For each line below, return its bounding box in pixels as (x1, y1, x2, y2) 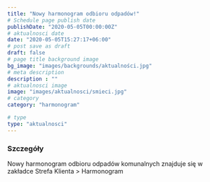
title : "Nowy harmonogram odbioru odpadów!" (7, 10, 140, 17)
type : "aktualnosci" (7, 120, 68, 127)
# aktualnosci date (7, 29, 65, 37)
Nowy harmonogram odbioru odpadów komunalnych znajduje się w (7, 159, 203, 168)
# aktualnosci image (7, 82, 68, 89)
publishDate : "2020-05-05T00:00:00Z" (7, 23, 118, 30)
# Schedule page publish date (7, 17, 96, 24)
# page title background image (7, 56, 99, 63)
